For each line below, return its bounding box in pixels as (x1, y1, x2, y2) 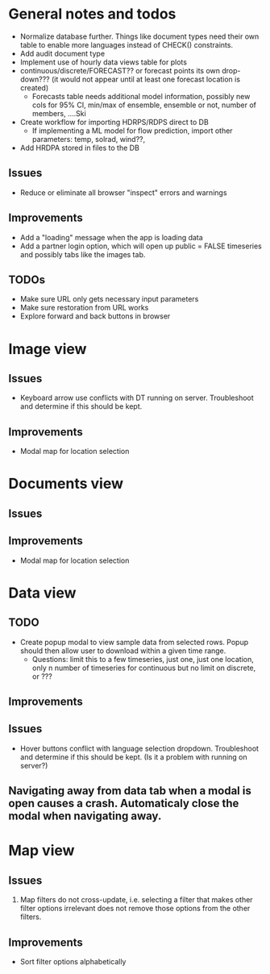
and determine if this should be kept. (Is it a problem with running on (19, 751, 247, 762)
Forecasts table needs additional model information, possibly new (31, 91, 251, 101)
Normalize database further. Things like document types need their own (19, 31, 260, 41)
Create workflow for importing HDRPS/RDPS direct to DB (19, 117, 210, 127)
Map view (8, 842, 75, 860)
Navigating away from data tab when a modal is (8, 784, 251, 798)
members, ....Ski (31, 108, 86, 118)
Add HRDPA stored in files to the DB (19, 143, 139, 152)
